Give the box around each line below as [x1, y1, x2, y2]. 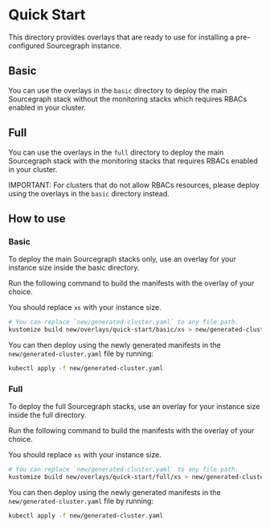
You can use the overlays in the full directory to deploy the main [8, 147, 224, 157]
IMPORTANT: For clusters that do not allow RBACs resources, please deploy [8, 179, 260, 190]
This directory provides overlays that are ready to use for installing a [8, 32, 235, 42]
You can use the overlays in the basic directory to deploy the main [8, 85, 227, 95]
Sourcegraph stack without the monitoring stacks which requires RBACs [8, 94, 247, 104]
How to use [8, 212, 66, 225]
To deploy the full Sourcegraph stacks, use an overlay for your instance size [8, 402, 260, 411]
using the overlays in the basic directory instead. [8, 188, 170, 198]
